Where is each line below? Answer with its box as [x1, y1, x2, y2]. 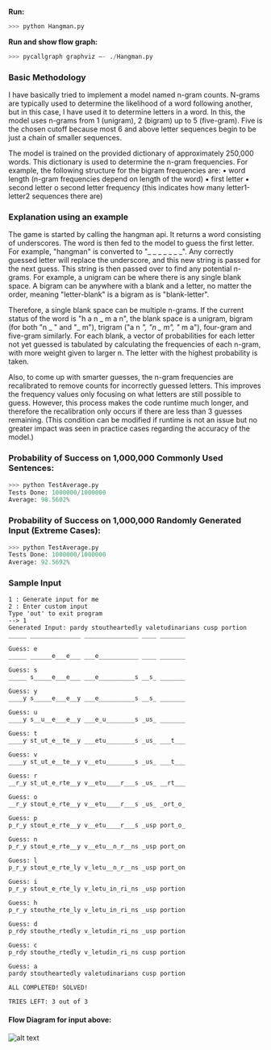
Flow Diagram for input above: [8, 1015, 112, 1025]
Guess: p [8, 815, 38, 823]
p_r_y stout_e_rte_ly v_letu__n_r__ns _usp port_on [8, 864, 186, 872]
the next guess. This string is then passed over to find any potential [8, 264, 232, 273]
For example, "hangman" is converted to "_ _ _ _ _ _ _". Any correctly [8, 247, 234, 256]
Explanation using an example [8, 211, 129, 223]
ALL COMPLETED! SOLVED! [8, 984, 89, 992]
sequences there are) [31, 191, 103, 201]
